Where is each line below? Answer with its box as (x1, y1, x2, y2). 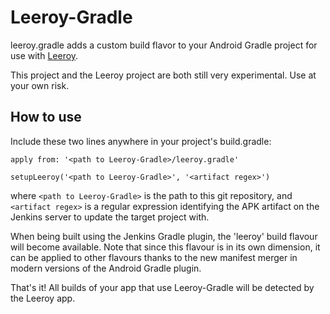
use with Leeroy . (10, 49, 79, 61)
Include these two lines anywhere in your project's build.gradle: (10, 135, 272, 147)
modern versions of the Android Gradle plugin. (10, 262, 202, 274)
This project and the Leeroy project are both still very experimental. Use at (10, 69, 317, 81)
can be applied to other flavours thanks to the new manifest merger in (10, 251, 298, 263)
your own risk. (10, 79, 70, 91)
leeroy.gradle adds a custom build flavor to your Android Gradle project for (10, 39, 318, 51)
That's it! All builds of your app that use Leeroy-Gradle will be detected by (10, 281, 315, 293)
